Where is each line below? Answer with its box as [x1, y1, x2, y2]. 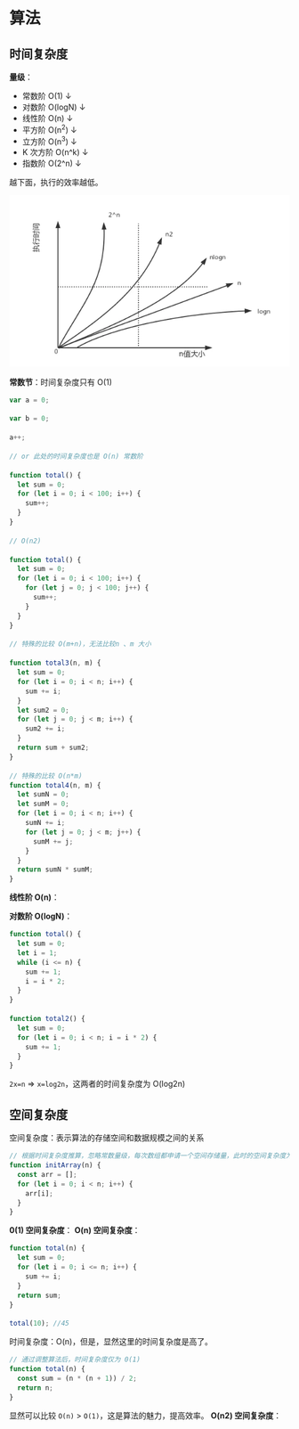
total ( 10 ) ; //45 [9, 1319, 69, 1328]
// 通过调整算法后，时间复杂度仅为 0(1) [9, 1355, 141, 1364]
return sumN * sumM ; [17, 865, 93, 874]
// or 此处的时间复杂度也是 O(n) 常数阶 [9, 452, 144, 461]
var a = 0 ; [9, 396, 50, 404]
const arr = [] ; [17, 1170, 77, 1179]
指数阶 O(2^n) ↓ [21, 158, 82, 169]
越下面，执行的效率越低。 [9, 177, 103, 188]
